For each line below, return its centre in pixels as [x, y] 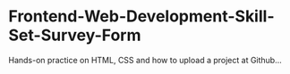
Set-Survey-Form [75, 35]
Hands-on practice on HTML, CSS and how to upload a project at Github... [145, 60]
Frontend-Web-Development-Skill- [141, 16]
